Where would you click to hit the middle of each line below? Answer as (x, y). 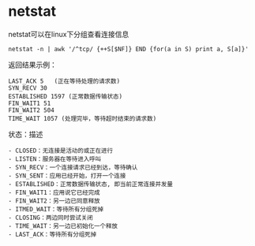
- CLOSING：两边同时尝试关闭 (51, 218)
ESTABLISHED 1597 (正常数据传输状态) (66, 96)
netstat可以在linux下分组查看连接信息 (69, 34)
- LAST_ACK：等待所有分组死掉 (52, 234)
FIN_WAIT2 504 (32, 110)
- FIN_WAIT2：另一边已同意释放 (54, 201)
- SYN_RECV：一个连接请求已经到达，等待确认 (73, 167)
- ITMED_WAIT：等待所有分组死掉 (56, 209)
